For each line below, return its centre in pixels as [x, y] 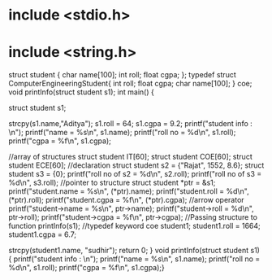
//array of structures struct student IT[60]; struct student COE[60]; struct [131, 157]
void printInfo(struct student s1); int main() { [81, 92]
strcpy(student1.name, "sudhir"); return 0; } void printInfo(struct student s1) [134, 251]
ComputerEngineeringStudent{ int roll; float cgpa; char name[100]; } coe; [130, 84]
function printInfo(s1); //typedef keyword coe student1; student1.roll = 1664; [135, 226]
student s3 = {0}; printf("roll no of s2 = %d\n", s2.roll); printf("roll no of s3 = [135, 174]
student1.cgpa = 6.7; [43, 234]
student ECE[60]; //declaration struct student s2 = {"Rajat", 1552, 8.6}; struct [136, 165]
